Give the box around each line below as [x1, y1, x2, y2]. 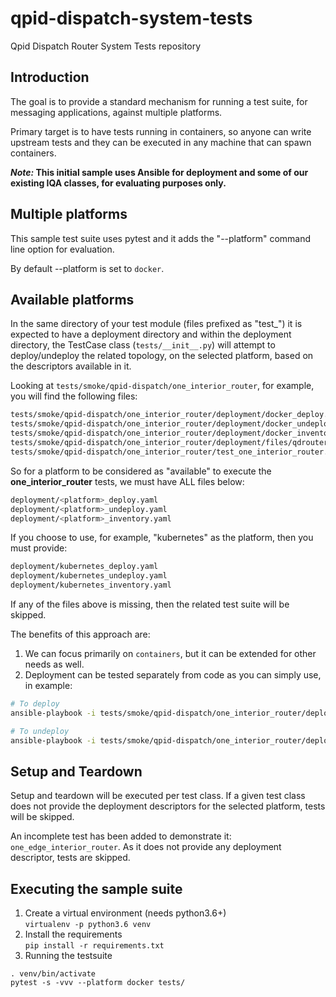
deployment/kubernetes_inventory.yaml [10, 580, 172, 591]
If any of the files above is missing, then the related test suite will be [10, 598, 290, 610]
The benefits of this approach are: [10, 628, 151, 640]
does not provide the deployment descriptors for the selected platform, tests [10, 800, 326, 812]
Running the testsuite [24, 950, 113, 962]
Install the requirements [24, 928, 123, 941]
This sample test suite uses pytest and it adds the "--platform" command [10, 232, 312, 244]
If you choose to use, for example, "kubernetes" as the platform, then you [10, 532, 314, 544]
